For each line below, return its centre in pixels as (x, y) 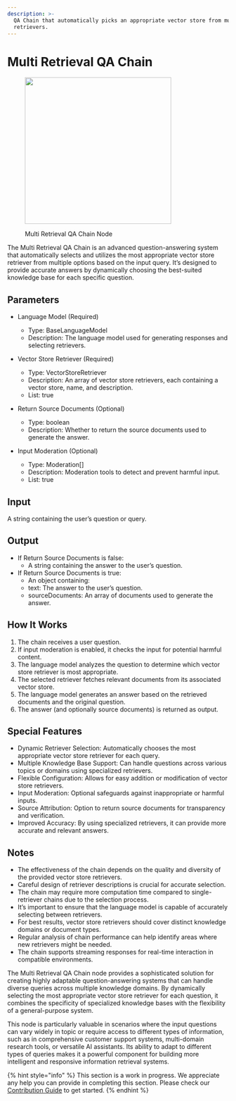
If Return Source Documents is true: (69, 573)
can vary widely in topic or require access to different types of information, (116, 1032)
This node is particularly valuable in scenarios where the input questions (112, 1024)
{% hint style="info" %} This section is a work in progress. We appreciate (113, 1076)
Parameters (33, 300)
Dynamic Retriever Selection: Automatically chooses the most (107, 748)
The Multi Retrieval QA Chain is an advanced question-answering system (113, 248)
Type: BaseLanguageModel (67, 330)
